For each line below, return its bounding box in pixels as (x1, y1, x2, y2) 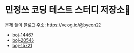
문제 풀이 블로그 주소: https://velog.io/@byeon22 (5, 22, 101, 28)
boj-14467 (12, 32, 33, 38)
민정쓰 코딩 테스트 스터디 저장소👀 (5, 4, 131, 16)
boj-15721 (12, 42, 32, 48)
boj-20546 (12, 37, 34, 43)
